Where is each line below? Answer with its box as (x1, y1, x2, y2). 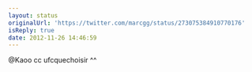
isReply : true (8, 26, 55, 34)
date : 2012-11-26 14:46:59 (8, 33, 97, 42)
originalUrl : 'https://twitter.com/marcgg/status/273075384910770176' (8, 19, 246, 27)
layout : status (8, 11, 58, 20)
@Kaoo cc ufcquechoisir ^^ (8, 55, 97, 65)
